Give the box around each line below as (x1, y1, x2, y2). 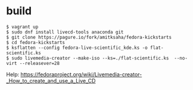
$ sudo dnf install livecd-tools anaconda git (6, 29, 124, 35)
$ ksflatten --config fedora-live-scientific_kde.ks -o (6, 45, 148, 51)
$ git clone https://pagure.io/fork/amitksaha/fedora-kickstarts (6, 34, 172, 40)
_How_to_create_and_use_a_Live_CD (6, 77, 96, 84)
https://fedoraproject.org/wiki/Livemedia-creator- (20, 70, 142, 78)
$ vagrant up (6, 24, 39, 30)
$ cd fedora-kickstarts (6, 39, 66, 45)
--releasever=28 (19, 60, 60, 66)
